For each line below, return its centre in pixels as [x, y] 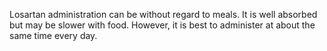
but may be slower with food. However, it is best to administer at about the [162, 25]
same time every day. [53, 35]
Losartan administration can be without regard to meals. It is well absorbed [163, 14]
